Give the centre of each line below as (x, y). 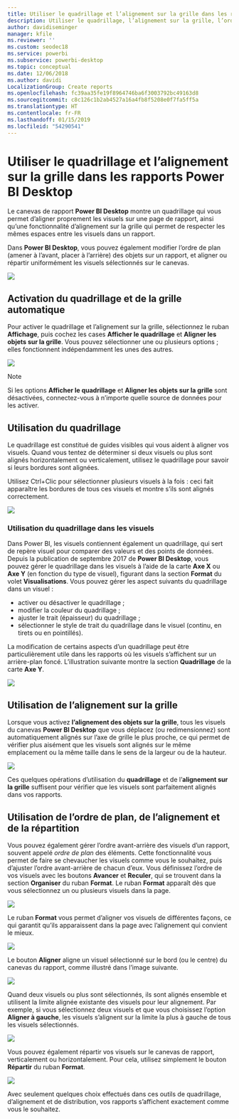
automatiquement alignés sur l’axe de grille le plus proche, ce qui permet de (118, 737)
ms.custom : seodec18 (38, 47)
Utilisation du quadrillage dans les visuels (81, 528)
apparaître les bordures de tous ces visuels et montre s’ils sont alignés (111, 489)
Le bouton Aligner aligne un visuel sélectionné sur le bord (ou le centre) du (117, 960)
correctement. (28, 497)
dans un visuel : (30, 589)
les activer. (23, 405)
